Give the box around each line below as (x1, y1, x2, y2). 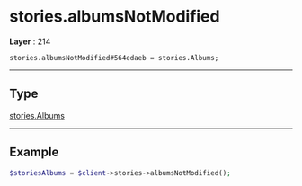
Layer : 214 (9, 36, 51, 47)
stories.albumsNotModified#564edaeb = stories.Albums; (9, 53, 219, 62)
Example (9, 145, 59, 160)
